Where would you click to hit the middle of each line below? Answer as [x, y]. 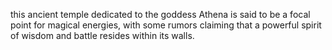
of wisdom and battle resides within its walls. [102, 35]
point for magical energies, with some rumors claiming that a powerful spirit [166, 25]
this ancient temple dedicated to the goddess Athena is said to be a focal [160, 14]
